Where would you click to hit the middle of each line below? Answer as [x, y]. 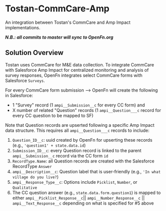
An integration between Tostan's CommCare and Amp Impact [68, 22]
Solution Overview [34, 53]
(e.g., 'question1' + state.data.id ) [49, 145]
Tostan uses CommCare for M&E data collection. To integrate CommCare [80, 64]
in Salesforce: [19, 95]
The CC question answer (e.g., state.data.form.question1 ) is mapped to [86, 192]
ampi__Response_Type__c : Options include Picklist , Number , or [75, 182]
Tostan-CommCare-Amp [57, 9]
